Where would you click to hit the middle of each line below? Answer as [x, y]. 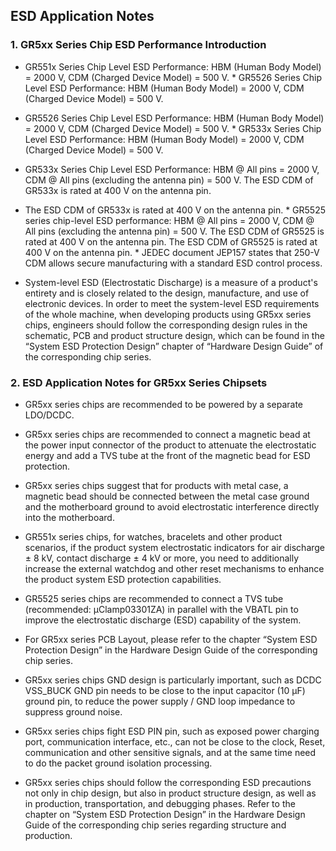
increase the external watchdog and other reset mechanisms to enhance [174, 568]
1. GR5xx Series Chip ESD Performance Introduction [138, 45]
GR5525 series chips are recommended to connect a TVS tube [154, 598]
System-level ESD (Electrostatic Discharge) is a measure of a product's [171, 282]
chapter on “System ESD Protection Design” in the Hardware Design [165, 814]
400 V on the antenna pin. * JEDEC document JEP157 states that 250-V [172, 252]
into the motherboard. [69, 517]
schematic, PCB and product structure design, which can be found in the [174, 335]
